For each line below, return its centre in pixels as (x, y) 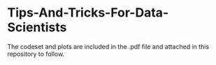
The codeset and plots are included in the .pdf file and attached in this (108, 46)
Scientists (37, 27)
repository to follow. (36, 54)
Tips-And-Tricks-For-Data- (88, 13)
